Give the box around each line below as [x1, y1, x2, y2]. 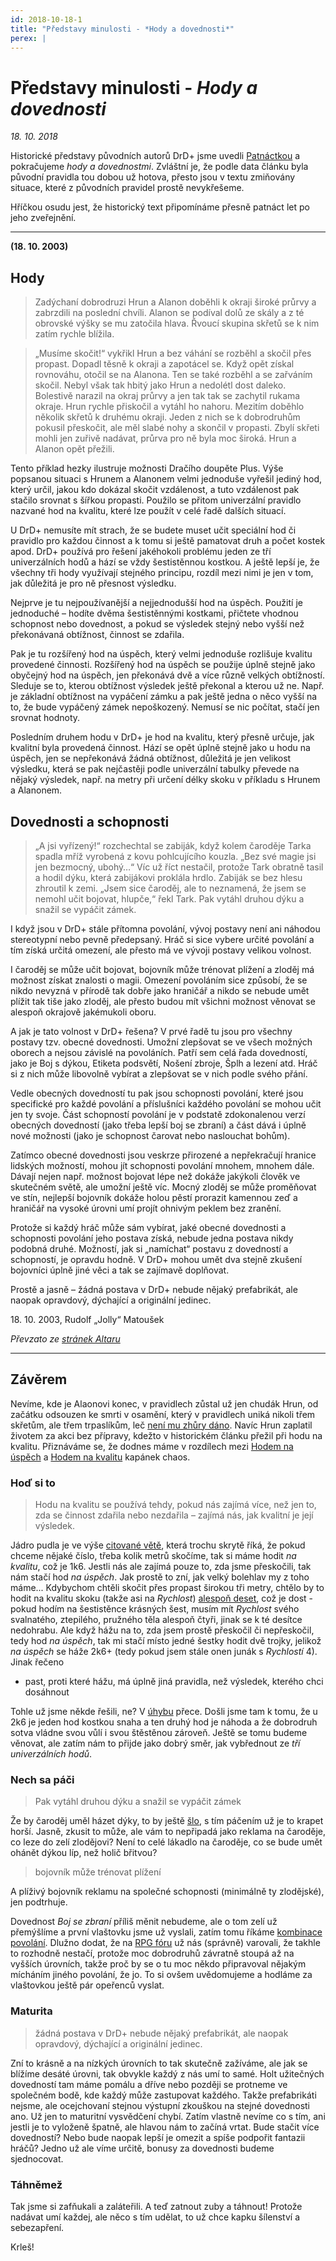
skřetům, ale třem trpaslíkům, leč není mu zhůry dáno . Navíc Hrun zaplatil [10, 1419, 313, 1431]
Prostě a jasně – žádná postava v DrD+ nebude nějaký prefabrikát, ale [10, 1283, 298, 1295]
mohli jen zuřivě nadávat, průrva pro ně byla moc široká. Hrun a [34, 432, 297, 445]
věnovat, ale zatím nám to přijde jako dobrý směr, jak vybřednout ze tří [10, 1737, 301, 1750]
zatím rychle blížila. [34, 328, 115, 340]
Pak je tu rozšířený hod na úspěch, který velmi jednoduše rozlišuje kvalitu [10, 648, 313, 660]
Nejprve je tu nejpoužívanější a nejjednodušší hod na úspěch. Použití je [10, 597, 303, 609]
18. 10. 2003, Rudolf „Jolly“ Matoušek [10, 1313, 165, 1325]
